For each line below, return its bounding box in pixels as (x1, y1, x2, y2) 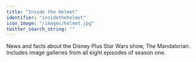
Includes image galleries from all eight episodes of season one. (6, 49, 166, 57)
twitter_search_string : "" (6, 26, 75, 32)
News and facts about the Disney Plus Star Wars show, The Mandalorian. (6, 43, 190, 50)
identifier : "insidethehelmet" (6, 15, 86, 21)
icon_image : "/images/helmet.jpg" (6, 20, 95, 26)
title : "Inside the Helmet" (6, 9, 78, 15)
